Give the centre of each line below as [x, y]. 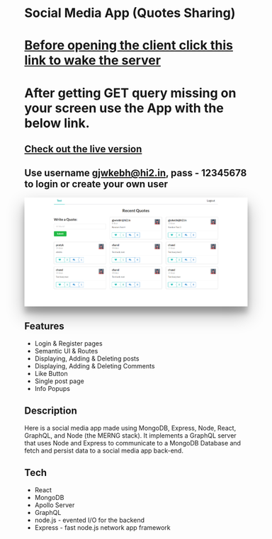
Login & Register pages [69, 343]
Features [44, 326]
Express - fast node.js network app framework [102, 527]
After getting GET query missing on [130, 93]
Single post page [59, 381]
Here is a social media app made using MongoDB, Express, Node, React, [130, 428]
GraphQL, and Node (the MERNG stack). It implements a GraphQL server [130, 435]
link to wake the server [92, 61]
